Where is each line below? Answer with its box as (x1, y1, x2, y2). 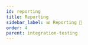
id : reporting (6, 8, 41, 15)
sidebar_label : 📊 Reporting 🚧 (6, 19, 83, 25)
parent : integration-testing (6, 30, 78, 36)
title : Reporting (6, 14, 49, 20)
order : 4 (6, 25, 28, 31)
